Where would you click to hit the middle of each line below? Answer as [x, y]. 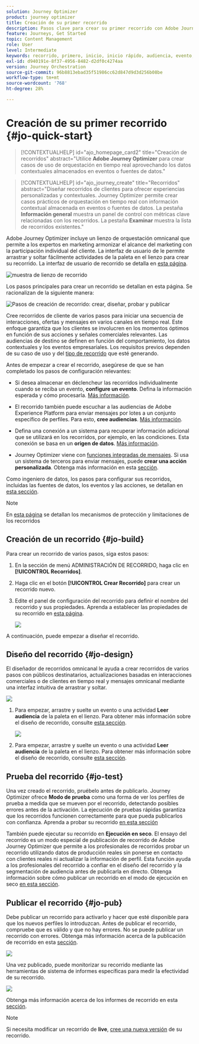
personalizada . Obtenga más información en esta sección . [86, 467]
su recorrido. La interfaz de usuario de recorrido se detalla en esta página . [97, 263]
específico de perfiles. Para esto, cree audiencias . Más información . [98, 419]
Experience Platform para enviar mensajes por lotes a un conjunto [95, 413]
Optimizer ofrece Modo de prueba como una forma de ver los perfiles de [95, 797]
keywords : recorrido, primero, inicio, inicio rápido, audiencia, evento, [100, 56]
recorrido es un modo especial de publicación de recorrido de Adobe [91, 840]
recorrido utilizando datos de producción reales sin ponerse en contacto [94, 853]
